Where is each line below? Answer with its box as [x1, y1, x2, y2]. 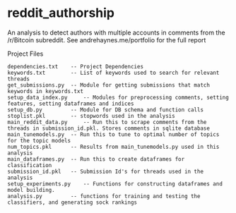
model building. [7, 186, 55, 193]
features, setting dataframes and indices [7, 100, 134, 107]
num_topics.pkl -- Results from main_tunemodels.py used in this [7, 143, 220, 150]
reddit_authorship [7, 5, 115, 21]
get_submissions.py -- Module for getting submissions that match [7, 81, 211, 89]
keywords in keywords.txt [7, 87, 83, 95]
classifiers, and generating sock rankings [7, 199, 138, 206]
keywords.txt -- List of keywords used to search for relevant [7, 69, 220, 76]
